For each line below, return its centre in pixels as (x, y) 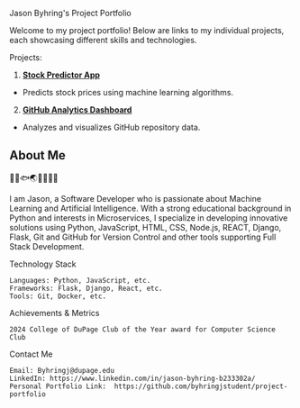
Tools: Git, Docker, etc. (58, 296)
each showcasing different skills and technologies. (103, 40)
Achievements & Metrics (55, 313)
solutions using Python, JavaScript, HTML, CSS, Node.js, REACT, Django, (145, 227)
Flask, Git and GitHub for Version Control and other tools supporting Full (143, 237)
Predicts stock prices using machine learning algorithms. (128, 92)
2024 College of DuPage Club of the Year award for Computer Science (143, 329)
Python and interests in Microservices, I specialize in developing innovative (149, 218)
